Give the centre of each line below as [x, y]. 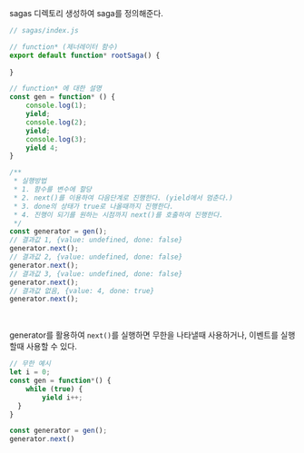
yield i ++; [63, 398]
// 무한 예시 [30, 364]
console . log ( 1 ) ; [57, 106]
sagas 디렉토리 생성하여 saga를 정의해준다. [86, 13]
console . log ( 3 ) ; [57, 139]
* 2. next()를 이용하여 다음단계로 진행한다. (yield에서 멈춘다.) [123, 198]
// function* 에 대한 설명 [56, 89]
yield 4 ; [42, 148]
